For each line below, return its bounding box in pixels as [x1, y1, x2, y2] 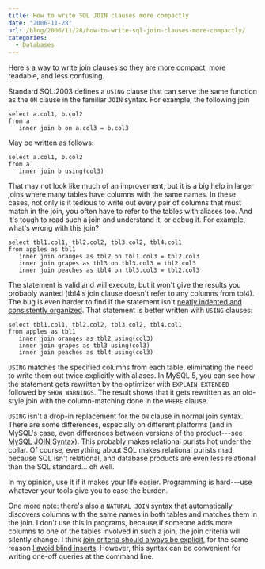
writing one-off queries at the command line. [8, 552, 154, 561]
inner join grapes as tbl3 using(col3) [18, 342, 150, 349]
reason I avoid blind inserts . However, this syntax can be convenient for [8, 544, 241, 553]
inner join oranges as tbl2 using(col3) [18, 334, 154, 343]
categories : [8, 33, 47, 42]
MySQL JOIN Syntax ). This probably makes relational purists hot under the [8, 437, 252, 446]
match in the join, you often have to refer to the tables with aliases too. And [8, 207, 253, 216]
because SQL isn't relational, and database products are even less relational [8, 453, 256, 464]
